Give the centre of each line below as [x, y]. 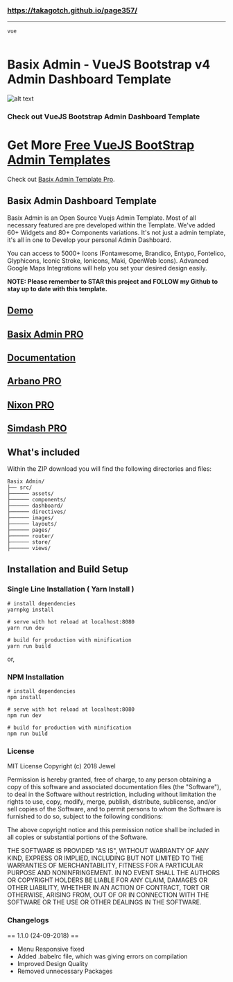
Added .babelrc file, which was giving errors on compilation [102, 956]
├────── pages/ [29, 530]
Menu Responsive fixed [51, 949]
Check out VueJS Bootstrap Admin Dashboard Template [104, 117]
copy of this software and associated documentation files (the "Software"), [114, 787]
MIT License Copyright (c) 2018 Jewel [61, 766]
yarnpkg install [31, 610]
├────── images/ [31, 518]
